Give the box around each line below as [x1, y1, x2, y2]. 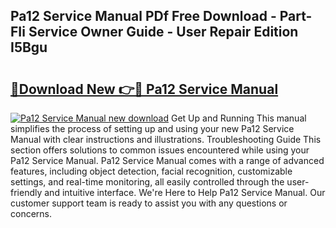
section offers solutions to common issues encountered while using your [10, 144, 310, 156]
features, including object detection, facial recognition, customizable [10, 165, 293, 177]
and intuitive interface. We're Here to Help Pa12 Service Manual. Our [44, 187, 326, 198]
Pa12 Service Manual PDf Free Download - [10, 8, 277, 25]
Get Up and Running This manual [170, 112, 307, 124]
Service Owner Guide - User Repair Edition [28, 24, 299, 41]
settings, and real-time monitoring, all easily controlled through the [10, 176, 285, 188]
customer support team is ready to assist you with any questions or [10, 197, 288, 209]
